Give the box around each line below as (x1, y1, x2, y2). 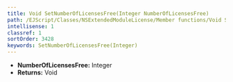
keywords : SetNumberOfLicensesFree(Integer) (7, 42, 138, 49)
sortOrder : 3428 (7, 36, 54, 43)
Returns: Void (17, 68, 58, 76)
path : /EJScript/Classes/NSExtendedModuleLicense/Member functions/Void (7, 17, 222, 23)
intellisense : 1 (7, 23, 54, 30)
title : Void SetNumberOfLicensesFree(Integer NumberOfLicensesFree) (7, 10, 209, 17)
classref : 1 (7, 29, 42, 37)
